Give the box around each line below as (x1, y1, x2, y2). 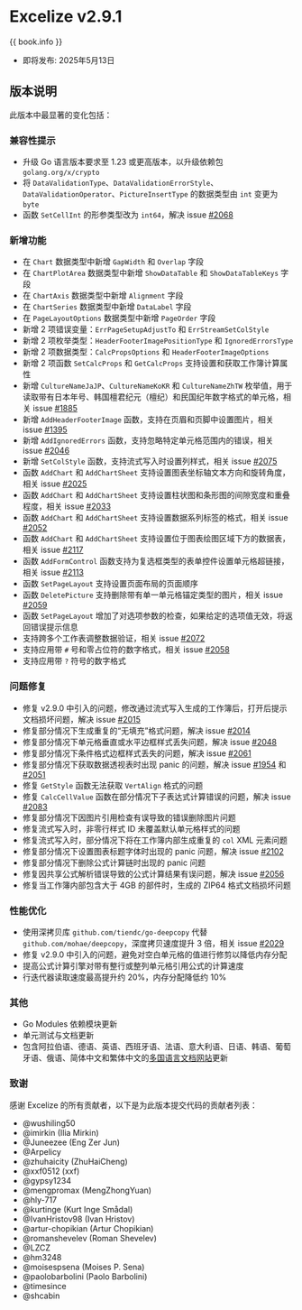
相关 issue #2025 (22, 478, 87, 489)
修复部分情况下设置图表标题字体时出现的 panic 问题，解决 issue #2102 (22, 845, 284, 856)
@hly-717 (22, 1194, 58, 1205)
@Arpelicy (22, 1146, 61, 1157)
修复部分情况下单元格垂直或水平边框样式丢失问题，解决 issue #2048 (22, 736, 278, 747)
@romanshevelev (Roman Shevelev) (22, 1232, 158, 1243)
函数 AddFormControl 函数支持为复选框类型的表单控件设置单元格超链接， (22, 556, 289, 567)
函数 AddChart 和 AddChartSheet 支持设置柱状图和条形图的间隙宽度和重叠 (22, 490, 290, 501)
